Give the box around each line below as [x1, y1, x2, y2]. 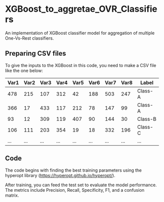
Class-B [137, 115, 157, 122]
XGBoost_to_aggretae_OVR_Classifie [5, 3, 158, 15]
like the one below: [5, 67, 43, 73]
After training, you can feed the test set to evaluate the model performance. [5, 182, 157, 188]
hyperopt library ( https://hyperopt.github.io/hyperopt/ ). [5, 172, 116, 178]
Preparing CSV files [5, 49, 66, 58]
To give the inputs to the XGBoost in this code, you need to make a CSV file [5, 62, 156, 68]
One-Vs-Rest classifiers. [5, 35, 54, 41]
